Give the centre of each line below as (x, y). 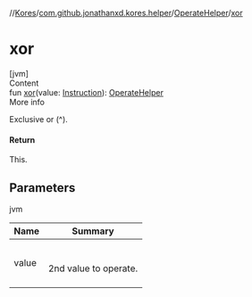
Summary (93, 231)
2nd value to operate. (93, 268)
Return (22, 140)
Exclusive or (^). (39, 119)
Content (24, 83)
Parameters (42, 188)
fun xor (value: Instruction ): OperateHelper (86, 92)
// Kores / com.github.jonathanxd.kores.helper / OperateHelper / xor (126, 13)
